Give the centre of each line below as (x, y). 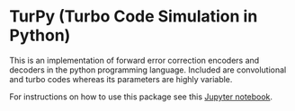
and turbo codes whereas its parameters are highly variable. (121, 79)
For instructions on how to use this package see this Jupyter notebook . (141, 97)
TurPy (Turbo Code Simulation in (134, 17)
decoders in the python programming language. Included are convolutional (148, 70)
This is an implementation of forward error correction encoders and (134, 60)
